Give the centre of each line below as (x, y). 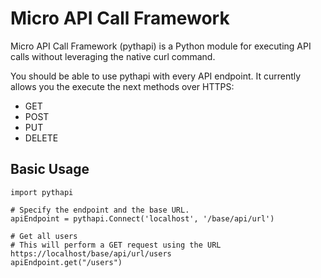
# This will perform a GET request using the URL (116, 245)
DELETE (41, 138)
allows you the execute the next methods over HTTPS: (122, 86)
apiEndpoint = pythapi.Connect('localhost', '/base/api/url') (142, 218)
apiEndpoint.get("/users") (66, 262)
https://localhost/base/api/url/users (91, 253)
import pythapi (42, 192)
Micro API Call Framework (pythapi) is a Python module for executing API (161, 46)
